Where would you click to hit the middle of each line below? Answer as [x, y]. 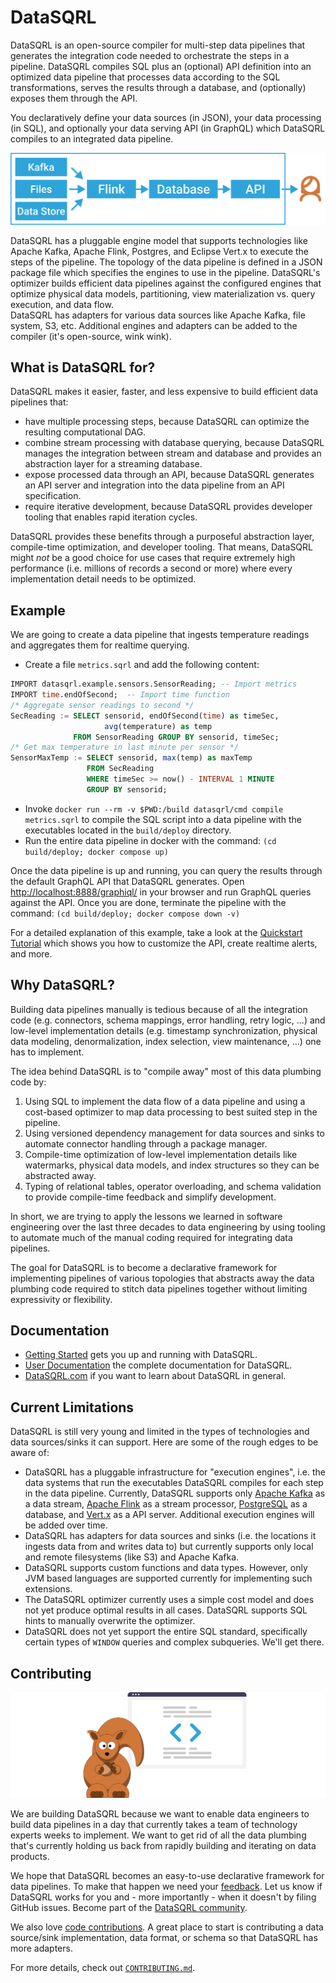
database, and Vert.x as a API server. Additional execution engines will [169, 1515]
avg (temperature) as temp [158, 726]
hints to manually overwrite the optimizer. [110, 1621]
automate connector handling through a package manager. [146, 1143]
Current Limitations [72, 1407]
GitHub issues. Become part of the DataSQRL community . [129, 1907]
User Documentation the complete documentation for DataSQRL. [158, 1365]
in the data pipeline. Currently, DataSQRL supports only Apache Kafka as [175, 1493]
